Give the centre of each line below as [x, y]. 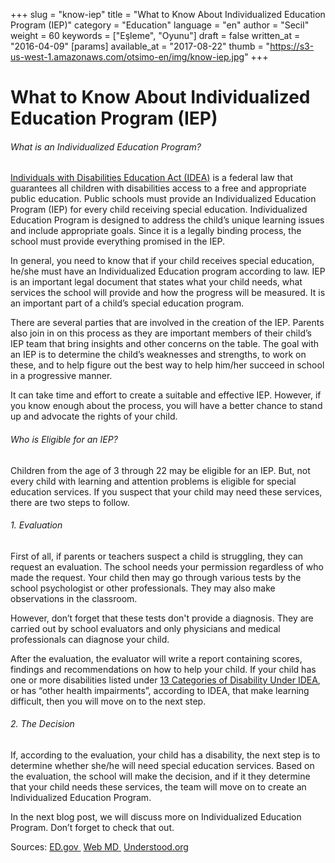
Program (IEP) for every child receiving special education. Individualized [159, 210]
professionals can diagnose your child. [90, 639]
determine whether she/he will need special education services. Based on [162, 765]
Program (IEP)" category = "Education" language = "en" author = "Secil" [160, 25]
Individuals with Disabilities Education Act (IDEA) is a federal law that [151, 178]
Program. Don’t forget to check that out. [92, 827]
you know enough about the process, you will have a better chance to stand [166, 406]
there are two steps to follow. [70, 502]
